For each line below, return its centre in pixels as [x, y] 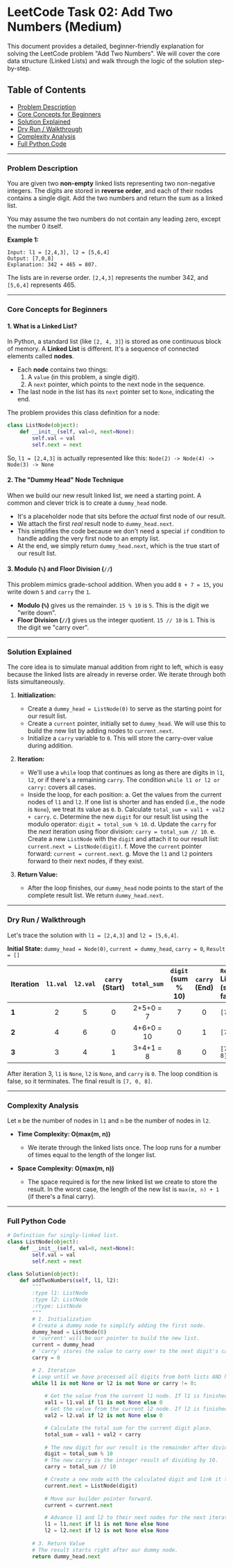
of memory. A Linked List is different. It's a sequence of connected [103, 349]
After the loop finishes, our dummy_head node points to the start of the [126, 888]
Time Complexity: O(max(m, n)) [64, 1134]
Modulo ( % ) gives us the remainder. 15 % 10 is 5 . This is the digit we [113, 606]
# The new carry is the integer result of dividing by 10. [131, 1460]
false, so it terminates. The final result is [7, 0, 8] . [80, 1081]
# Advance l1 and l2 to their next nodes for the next [125, 1518]
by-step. [19, 68]
